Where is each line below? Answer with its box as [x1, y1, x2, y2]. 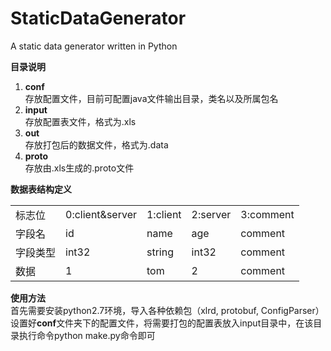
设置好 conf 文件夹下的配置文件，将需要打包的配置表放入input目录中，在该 [10, 317, 314, 329]
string [146, 245, 174, 259]
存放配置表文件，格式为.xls [24, 115, 137, 127]
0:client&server [65, 207, 137, 221]
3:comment [240, 207, 295, 221]
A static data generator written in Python [10, 40, 178, 52]
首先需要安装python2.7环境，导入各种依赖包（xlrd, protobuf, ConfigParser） [10, 304, 325, 316]
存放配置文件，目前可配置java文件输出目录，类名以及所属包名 [24, 92, 279, 104]
